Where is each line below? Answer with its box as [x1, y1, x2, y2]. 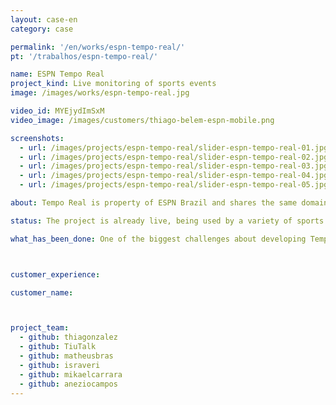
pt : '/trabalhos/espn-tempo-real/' [10, 51, 159, 61]
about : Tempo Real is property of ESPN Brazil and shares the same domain [10, 198, 329, 208]
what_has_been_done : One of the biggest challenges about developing [10, 234, 307, 244]
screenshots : [10, 133, 65, 143]
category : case [10, 24, 74, 34]
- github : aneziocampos [19, 379, 118, 389]
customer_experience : [10, 269, 101, 280]
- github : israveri [19, 360, 101, 370]
